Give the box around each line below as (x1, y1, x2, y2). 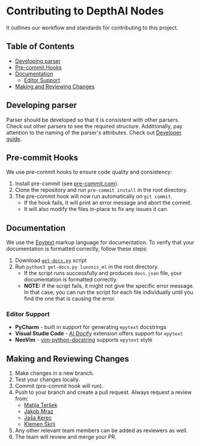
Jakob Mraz (23, 408, 54, 415)
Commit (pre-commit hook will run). (14, 382, 104, 390)
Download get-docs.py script (14, 257, 87, 264)
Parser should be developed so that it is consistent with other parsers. (6, 116, 180, 123)
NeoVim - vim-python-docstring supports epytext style (14, 336, 153, 343)
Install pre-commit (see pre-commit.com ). (14, 180, 119, 187)
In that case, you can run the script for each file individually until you (23, 289, 193, 296)
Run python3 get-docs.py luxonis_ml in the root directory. (14, 263, 159, 270)
